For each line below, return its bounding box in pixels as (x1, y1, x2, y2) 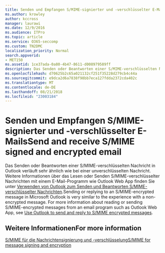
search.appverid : (5, 53, 41, 58)
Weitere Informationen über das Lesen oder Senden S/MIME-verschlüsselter (5, 173, 160, 179)
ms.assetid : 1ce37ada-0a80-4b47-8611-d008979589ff (5, 62, 111, 67)
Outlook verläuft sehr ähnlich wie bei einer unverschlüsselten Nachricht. (5, 168, 151, 174)
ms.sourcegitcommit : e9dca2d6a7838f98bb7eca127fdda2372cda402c (5, 76, 137, 81)
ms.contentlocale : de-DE (5, 84, 56, 90)
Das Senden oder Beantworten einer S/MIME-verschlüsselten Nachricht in (5, 163, 156, 169)
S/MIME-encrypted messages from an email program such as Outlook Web (5, 204, 157, 210)
